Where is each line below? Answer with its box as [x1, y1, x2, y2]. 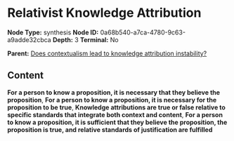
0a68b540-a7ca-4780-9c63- [100, 28, 186, 36]
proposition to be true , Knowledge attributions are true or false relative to [7, 103, 226, 112]
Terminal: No [79, 35, 119, 43]
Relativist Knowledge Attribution [7, 5, 202, 21]
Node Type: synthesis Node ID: [7, 28, 99, 36]
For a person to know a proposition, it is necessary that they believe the [7, 88, 220, 96]
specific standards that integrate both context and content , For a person [7, 110, 223, 119]
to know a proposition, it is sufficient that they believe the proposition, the [7, 118, 228, 126]
